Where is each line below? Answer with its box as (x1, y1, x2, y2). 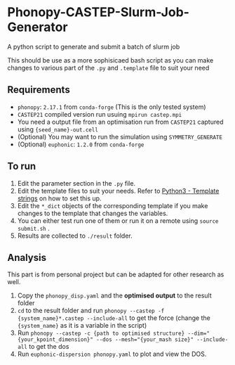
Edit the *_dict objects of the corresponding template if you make (17, 201, 208, 210)
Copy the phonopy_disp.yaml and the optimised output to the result (17, 291, 212, 300)
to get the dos (29, 342, 69, 351)
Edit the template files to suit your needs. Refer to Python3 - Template (17, 186, 220, 195)
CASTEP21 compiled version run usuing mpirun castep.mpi (17, 110, 182, 118)
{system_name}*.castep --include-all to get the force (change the (17, 314, 210, 322)
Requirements (7, 84, 70, 96)
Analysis (7, 251, 47, 264)
